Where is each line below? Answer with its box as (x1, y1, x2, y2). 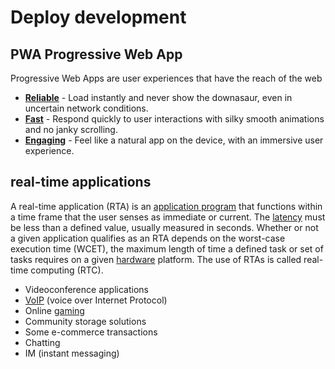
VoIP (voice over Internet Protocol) (24, 294, 168, 306)
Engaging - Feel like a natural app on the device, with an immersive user (24, 134, 324, 146)
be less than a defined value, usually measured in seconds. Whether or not (10, 221, 319, 233)
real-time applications (10, 174, 152, 191)
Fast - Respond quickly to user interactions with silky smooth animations (24, 113, 325, 125)
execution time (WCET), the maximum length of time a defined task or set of (10, 242, 324, 255)
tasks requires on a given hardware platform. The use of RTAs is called (10, 253, 302, 265)
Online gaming (24, 304, 85, 316)
